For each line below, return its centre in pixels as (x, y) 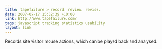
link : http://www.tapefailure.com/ (41, 18)
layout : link (18, 28)
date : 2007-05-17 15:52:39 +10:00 (40, 14)
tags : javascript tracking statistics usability (55, 23)
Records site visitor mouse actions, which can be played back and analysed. (81, 41)
